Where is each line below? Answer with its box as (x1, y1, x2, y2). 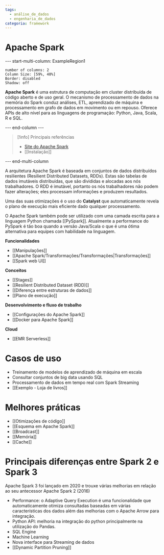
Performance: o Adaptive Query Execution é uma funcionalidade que (12, 498, 151, 503)
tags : (5, 7, 16, 12)
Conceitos (5, 268, 27, 274)
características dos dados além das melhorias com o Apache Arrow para (12, 508, 159, 514)
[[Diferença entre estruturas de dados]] (12, 287, 92, 293)
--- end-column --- (5, 125, 44, 130)
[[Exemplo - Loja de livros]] (12, 385, 68, 391)
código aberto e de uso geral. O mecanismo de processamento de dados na (5, 94, 159, 101)
